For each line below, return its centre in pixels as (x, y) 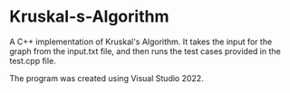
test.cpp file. (33, 60)
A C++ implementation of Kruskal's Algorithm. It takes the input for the (141, 42)
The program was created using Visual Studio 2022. (106, 78)
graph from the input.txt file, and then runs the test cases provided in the (145, 51)
